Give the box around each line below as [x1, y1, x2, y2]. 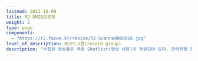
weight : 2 [6, 19, 31, 25]
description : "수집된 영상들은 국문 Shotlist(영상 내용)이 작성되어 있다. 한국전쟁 [6, 46, 187, 52]
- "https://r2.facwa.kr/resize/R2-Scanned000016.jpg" [11, 35, 146, 41]
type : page [6, 24, 33, 31]
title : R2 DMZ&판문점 [6, 14, 56, 20]
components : [6, 30, 35, 36]
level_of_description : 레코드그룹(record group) [6, 41, 122, 47]
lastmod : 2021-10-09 [6, 8, 57, 15]
